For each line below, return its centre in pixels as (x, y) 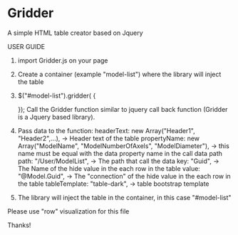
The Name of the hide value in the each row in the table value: (109, 168)
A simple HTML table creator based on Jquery (76, 33)
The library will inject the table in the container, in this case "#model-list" (124, 197)
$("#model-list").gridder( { (57, 95)
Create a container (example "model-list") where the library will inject (119, 74)
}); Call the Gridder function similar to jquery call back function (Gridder (123, 109)
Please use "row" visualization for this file (68, 211)
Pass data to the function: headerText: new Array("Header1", (106, 130)
